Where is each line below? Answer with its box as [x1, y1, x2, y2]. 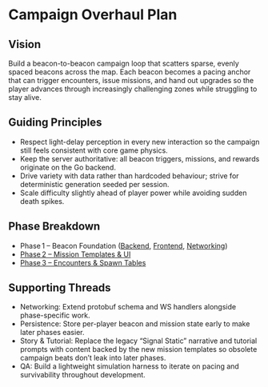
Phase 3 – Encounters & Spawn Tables [19, 257, 146, 267]
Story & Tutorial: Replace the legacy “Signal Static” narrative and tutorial [19, 336, 258, 345]
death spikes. [19, 196, 65, 205]
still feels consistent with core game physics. [19, 146, 168, 155]
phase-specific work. [19, 310, 90, 321]
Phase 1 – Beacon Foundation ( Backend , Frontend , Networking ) [19, 241, 228, 250]
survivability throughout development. [19, 370, 146, 380]
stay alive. [8, 93, 42, 102]
